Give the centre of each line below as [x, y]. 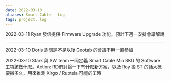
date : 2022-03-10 [24, 10]
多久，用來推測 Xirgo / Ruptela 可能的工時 [58, 73]
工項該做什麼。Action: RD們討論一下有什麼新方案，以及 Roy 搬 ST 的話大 [81, 67]
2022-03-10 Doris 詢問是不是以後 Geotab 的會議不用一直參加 [69, 50]
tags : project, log [26, 19]
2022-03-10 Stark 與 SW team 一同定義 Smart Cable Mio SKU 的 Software [83, 61]
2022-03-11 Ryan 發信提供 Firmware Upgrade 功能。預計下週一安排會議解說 [85, 34]
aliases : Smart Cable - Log [35, 15]
